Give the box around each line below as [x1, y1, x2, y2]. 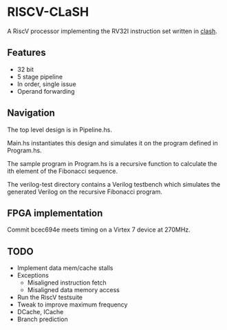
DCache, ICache [17, 308, 64, 316]
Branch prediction [17, 315, 68, 324]
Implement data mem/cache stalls [17, 264, 113, 272]
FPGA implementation [7, 207, 103, 219]
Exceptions [17, 271, 50, 280]
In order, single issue [17, 80, 77, 88]
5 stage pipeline [17, 72, 63, 81]
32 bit [17, 65, 34, 73]
